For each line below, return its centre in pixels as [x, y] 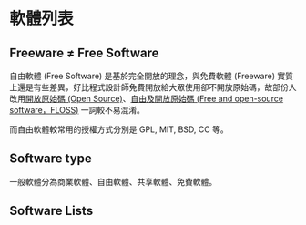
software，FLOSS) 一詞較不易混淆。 [77, 110]
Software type [51, 159]
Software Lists [51, 211]
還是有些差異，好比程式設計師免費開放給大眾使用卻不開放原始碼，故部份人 [157, 87]
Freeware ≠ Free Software [84, 52]
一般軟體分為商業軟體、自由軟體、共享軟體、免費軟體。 [113, 181]
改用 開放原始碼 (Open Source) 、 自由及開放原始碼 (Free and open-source [147, 98]
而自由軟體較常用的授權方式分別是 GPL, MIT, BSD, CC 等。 [119, 129]
